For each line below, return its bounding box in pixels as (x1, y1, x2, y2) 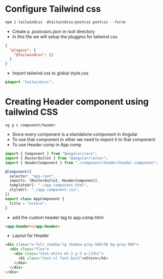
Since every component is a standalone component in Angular (12, 131, 138, 137)
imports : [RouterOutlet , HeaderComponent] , (9, 178, 99, 183)
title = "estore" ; (9, 201, 47, 206)
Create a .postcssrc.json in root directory (12, 28, 95, 34)
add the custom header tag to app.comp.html (12, 214, 104, 220)
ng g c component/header (5, 123, 56, 128)
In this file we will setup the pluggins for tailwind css (12, 33, 117, 40)
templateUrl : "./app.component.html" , (9, 183, 89, 188)
